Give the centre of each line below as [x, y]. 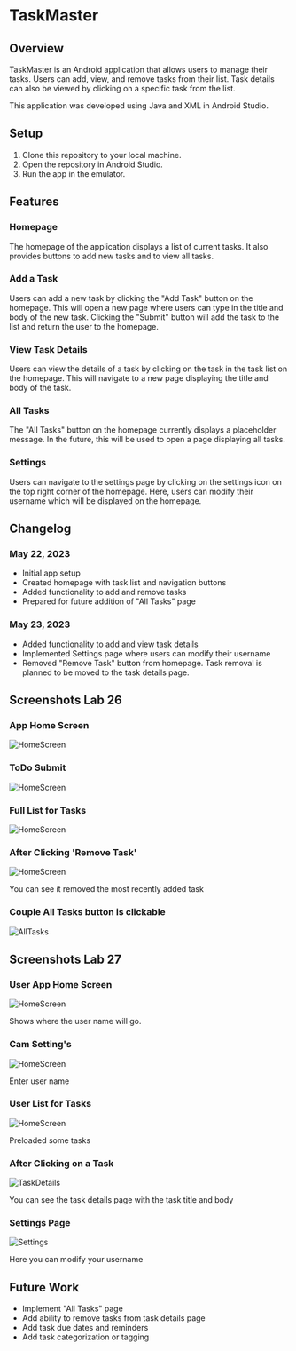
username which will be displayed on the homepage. [105, 501]
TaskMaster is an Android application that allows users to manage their [139, 69]
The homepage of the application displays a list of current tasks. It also [139, 246]
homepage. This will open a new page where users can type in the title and [146, 307]
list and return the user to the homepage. [84, 326]
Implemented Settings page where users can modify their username [146, 653]
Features [34, 202]
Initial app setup [51, 573]
